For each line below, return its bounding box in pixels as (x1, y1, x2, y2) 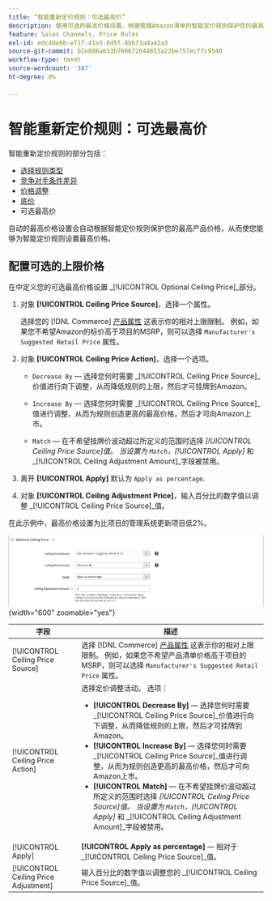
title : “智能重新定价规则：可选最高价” (8, 13, 125, 21)
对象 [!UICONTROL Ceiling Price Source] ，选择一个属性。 (19, 300, 215, 310)
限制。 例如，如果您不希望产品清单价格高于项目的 (81, 650, 247, 660)
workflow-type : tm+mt (8, 56, 82, 64)
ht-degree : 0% (8, 73, 57, 81)
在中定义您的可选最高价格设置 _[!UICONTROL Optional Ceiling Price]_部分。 (8, 282, 261, 292)
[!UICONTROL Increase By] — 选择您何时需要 (92, 741, 247, 750)
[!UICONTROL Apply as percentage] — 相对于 (81, 842, 238, 852)
